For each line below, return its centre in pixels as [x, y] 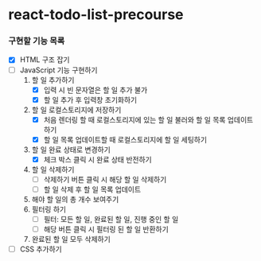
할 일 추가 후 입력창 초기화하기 [90, 99]
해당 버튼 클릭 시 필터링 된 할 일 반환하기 [106, 229]
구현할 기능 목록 [37, 41]
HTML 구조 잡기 [45, 60]
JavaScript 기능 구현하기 [58, 70]
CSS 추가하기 [41, 249]
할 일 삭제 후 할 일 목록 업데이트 [92, 189]
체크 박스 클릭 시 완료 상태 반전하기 [98, 159]
